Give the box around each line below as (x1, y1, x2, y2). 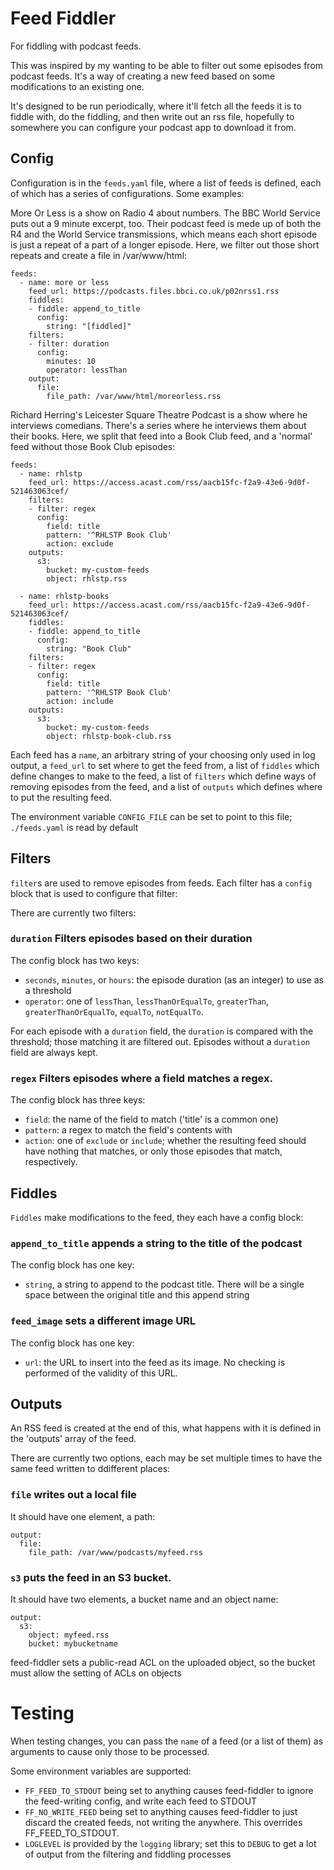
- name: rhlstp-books (19, 591, 110, 601)
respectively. (24, 1156, 78, 1168)
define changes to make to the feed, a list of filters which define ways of (10, 770, 317, 782)
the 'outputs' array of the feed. (10, 1433, 137, 1445)
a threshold (24, 984, 72, 996)
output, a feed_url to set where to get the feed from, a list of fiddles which (10, 759, 320, 771)
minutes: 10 (46, 356, 97, 366)
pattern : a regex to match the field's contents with (24, 1124, 233, 1136)
